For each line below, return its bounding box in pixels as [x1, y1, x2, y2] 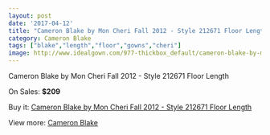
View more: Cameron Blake [8, 118, 99, 127]
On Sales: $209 [8, 87, 61, 96]
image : [8, 49, 31, 57]
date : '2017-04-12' [8, 19, 74, 27]
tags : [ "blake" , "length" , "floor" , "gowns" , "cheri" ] [8, 42, 182, 50]
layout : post [8, 11, 52, 20]
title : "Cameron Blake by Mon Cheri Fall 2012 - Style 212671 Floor [8, 27, 243, 35]
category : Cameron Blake [8, 34, 92, 43]
